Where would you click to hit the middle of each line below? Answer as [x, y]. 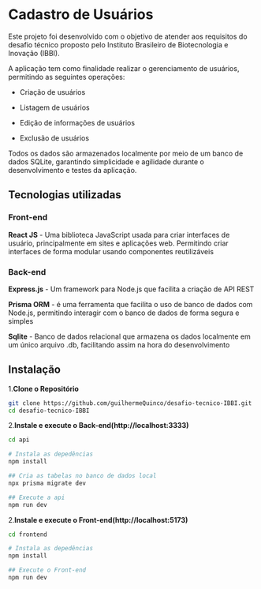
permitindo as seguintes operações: [67, 77]
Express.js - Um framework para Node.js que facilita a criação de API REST [131, 289]
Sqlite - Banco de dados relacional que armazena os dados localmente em [129, 336]
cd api [19, 440]
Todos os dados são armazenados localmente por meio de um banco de [126, 153]
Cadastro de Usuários [81, 15]
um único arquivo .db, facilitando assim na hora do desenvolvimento [119, 344]
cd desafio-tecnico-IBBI [49, 411]
